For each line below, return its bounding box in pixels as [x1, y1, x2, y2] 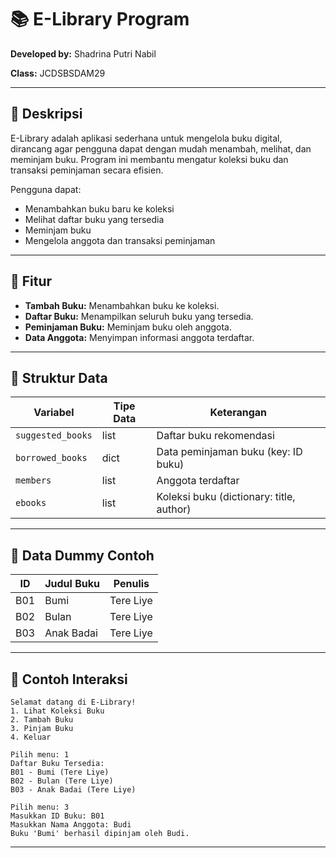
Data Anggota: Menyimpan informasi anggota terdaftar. [24, 331, 255, 343]
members [15, 475, 52, 486]
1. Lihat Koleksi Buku [10, 706, 105, 716]
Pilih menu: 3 [10, 802, 70, 812]
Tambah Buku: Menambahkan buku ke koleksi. [24, 299, 220, 311]
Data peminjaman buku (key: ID [156, 445, 303, 459]
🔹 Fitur [10, 273, 53, 290]
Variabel [33, 406, 75, 420]
